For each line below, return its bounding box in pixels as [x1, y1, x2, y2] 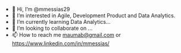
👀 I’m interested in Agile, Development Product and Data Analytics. [11, 12, 176, 19]
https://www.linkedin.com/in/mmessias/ [11, 40, 110, 47]
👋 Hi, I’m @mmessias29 [11, 6, 70, 13]
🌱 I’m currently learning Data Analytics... [11, 18, 111, 25]
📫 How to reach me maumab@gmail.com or [11, 32, 121, 38]
